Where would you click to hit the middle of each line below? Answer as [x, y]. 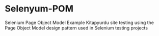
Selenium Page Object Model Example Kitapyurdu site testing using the [79, 22]
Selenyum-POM [39, 9]
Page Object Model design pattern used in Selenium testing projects [76, 27]
